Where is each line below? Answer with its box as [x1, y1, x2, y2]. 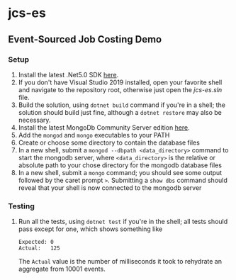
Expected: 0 [18, 239, 54, 246]
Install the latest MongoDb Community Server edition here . [18, 123, 190, 132]
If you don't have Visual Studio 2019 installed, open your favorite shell [18, 78, 223, 86]
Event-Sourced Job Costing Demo [8, 33, 162, 45]
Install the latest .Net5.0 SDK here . [18, 70, 119, 79]
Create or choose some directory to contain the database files [18, 138, 201, 147]
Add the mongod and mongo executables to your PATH [18, 130, 170, 139]
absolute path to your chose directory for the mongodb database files [18, 161, 223, 169]
